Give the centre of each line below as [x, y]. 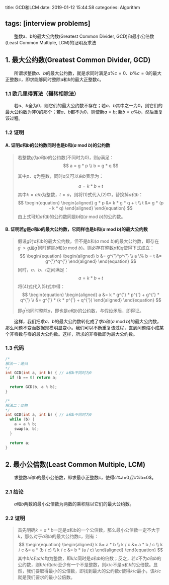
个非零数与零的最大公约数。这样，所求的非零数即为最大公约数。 [71, 334]
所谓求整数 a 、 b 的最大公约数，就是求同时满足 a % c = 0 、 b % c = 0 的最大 [88, 73]
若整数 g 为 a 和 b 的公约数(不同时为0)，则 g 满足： [66, 158]
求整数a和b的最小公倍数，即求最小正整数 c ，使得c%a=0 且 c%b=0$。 [85, 478]
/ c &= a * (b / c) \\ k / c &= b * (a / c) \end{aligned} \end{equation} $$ [91, 550]
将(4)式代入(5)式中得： [41, 286]
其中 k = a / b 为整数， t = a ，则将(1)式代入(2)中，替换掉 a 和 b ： [80, 195]
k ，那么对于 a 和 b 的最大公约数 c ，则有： [58, 536]
